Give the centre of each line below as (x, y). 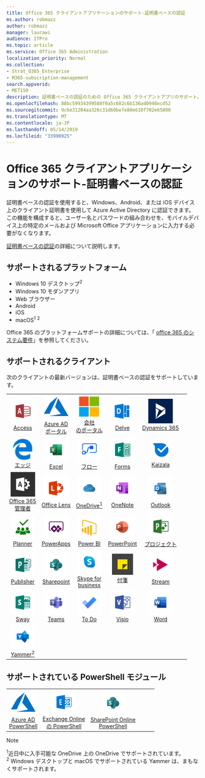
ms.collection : (26, 64)
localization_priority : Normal (46, 58)
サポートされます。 (35, 768)
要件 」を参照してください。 (57, 340)
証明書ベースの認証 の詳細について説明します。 (65, 246)
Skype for (89, 578)
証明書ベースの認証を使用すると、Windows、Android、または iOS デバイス (101, 202)
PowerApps (56, 544)
